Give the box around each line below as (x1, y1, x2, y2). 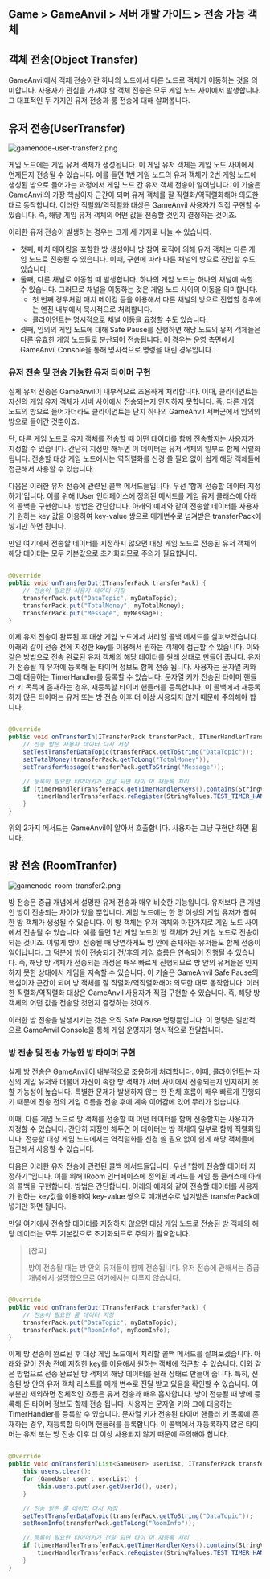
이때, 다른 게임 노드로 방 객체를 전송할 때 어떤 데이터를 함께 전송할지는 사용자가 (8, 1114, 255, 1124)
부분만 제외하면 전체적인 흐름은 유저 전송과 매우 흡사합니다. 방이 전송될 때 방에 (8, 1389, 253, 1399)
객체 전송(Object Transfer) (8, 52, 138, 66)
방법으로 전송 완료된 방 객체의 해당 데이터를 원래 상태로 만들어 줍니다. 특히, (16, 1369, 251, 1379)
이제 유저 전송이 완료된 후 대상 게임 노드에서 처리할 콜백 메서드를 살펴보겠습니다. (8, 632, 260, 642)
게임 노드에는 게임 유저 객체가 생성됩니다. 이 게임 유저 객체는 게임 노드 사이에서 (8, 160, 255, 170)
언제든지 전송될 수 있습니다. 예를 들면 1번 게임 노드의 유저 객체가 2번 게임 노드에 (8, 170, 257, 179)
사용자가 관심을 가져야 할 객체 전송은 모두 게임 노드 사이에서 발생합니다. (38, 85, 261, 95)
